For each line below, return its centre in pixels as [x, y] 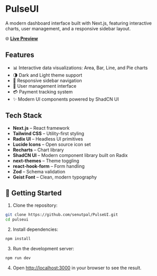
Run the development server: [43, 249]
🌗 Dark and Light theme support [47, 75]
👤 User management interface [45, 86]
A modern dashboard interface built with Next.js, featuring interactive [79, 23]
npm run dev [18, 258]
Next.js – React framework [41, 128]
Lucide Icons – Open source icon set [52, 144]
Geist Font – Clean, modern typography [55, 177]
